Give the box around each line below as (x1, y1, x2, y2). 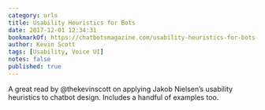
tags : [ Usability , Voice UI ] (8, 48, 104, 56)
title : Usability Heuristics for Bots (8, 19, 136, 27)
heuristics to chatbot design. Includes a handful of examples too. (8, 92, 219, 102)
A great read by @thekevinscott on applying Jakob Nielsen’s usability (8, 84, 233, 93)
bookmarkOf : (8, 33, 47, 42)
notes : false (8, 56, 51, 64)
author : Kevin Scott (8, 41, 77, 49)
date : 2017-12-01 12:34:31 (8, 26, 97, 34)
